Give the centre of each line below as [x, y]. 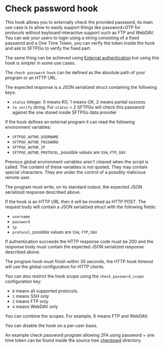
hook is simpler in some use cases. [40, 63]
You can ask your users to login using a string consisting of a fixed [72, 38]
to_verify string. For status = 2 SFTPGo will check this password [78, 107]
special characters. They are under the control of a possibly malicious [75, 172]
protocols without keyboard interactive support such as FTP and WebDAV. [80, 32]
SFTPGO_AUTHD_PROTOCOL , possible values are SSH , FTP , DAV [69, 152]
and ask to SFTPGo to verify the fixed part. [48, 48]
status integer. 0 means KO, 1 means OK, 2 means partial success [79, 102]
